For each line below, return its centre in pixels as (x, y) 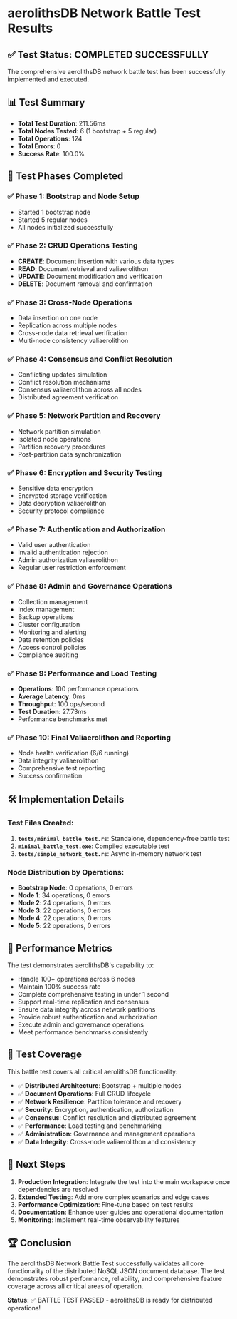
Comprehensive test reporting (62, 768)
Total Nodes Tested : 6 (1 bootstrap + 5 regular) (87, 131)
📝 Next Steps (37, 1165)
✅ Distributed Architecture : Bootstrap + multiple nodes (99, 1085)
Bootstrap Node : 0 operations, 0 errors (75, 888)
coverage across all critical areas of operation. (75, 1286)
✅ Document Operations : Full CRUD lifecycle (84, 1094)
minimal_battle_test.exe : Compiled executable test (94, 846)
